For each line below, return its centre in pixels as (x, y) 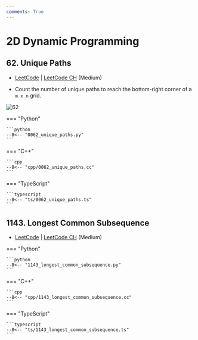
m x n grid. (28, 95)
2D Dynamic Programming (73, 41)
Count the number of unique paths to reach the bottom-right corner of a (103, 89)
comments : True (25, 12)
